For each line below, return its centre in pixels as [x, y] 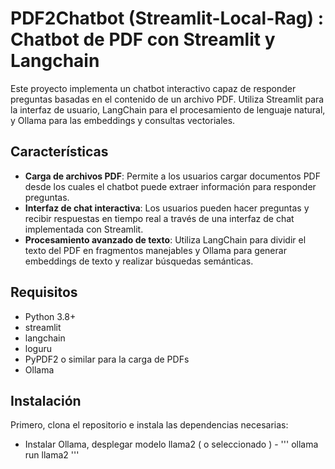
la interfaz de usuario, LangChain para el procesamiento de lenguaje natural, [168, 109]
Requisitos [44, 292]
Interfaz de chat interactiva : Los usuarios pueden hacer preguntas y [167, 208]
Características [59, 152]
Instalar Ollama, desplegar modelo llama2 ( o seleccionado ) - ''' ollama [171, 444]
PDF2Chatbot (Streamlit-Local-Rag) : [167, 18]
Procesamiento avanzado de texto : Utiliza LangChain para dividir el [165, 239]
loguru [38, 348]
